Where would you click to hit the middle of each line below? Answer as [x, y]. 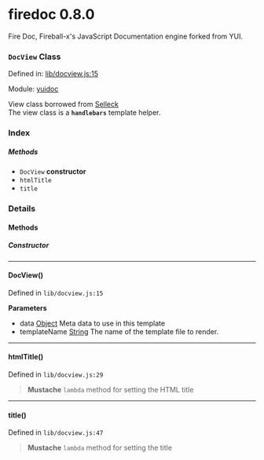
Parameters [27, 307]
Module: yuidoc [33, 89]
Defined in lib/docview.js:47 [56, 432]
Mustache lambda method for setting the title [100, 448]
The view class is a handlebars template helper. [84, 112]
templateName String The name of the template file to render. [119, 331]
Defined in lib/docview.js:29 [56, 374]
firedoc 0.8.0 [51, 15]
